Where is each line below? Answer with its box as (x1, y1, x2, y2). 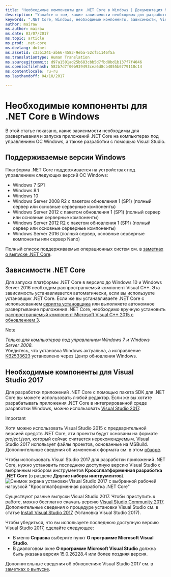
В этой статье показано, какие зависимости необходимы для (5, 128, 139, 134)
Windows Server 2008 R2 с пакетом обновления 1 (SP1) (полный (12, 198, 152, 204)
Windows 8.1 (12, 187, 39, 193)
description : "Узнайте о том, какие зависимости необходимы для (5, 12, 145, 17)
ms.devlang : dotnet (5, 45, 47, 50)
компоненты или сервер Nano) (12, 236, 80, 242)
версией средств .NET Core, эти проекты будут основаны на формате (5, 431, 158, 437)
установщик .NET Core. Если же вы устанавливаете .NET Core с (5, 295, 145, 301)
